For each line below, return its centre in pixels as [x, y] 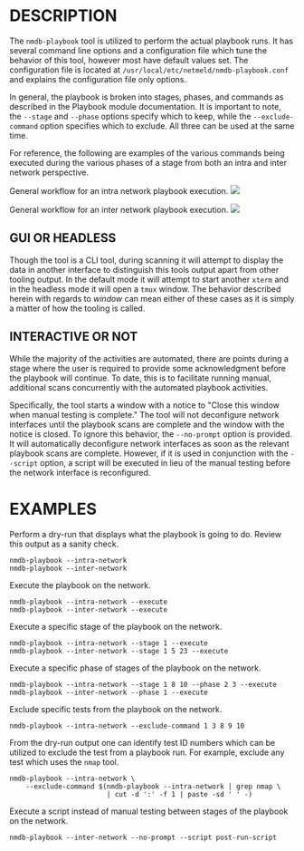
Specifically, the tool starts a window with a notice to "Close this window [145, 405]
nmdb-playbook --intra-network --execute [89, 602]
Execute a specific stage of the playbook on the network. [116, 626]
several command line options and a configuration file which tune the [138, 50]
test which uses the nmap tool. [64, 761]
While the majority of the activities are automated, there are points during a [149, 358]
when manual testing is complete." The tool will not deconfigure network [144, 414]
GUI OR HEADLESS [63, 238]
